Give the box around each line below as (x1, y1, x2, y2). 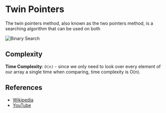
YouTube (12, 102, 31, 108)
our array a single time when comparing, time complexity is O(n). (5, 69, 141, 75)
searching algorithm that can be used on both (5, 25, 101, 31)
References (5, 83, 43, 92)
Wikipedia (12, 97, 34, 103)
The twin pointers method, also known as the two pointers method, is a (5, 20, 153, 26)
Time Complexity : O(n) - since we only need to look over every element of (5, 63, 161, 69)
